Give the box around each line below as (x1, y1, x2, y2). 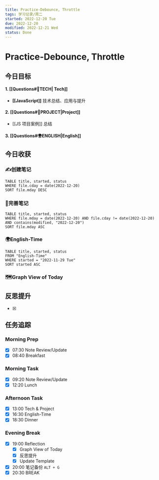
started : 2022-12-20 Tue (5, 16, 56, 21)
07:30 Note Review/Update (12, 347, 67, 353)
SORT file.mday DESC (5, 188, 48, 192)
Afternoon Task (5, 394, 43, 401)
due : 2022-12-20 (5, 21, 38, 26)
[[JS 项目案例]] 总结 (12, 121, 53, 127)
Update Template (19, 458, 55, 464)
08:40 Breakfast (12, 352, 45, 358)
